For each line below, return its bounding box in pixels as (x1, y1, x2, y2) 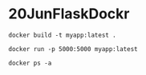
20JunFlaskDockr (8, 5, 130, 23)
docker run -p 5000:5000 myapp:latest (8, 45, 138, 53)
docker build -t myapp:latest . (8, 31, 116, 39)
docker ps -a (8, 59, 52, 67)
